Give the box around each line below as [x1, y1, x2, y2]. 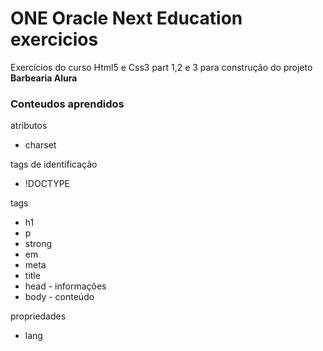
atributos [10, 120, 48, 132]
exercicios [10, 28, 99, 51]
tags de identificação [10, 158, 98, 171]
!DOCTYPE [24, 178, 71, 190]
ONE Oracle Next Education [10, 7, 243, 30]
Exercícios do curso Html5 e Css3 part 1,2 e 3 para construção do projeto [10, 61, 313, 73]
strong [24, 238, 53, 250]
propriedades [10, 310, 67, 322]
